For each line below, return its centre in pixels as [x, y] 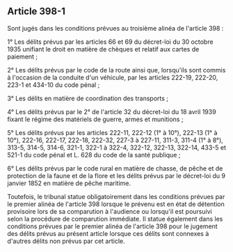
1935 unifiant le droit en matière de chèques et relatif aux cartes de [103, 49]
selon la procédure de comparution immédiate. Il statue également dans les [115, 219]
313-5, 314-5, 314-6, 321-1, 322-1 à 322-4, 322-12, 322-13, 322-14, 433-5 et [117, 147]
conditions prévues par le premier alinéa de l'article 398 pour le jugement [112, 226]
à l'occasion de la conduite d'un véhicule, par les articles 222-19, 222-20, [113, 77]
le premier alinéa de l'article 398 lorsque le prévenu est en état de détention [116, 204]
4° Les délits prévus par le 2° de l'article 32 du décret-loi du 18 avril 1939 [112, 111]
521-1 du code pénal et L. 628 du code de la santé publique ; [94, 155]
